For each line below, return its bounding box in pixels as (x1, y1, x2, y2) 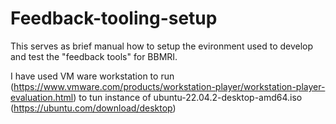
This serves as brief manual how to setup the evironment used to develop (10, 40, 314, 52)
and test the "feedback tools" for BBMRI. (10, 50, 178, 62)
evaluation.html (10, 91, 74, 103)
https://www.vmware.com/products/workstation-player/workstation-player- (13, 80, 326, 92)
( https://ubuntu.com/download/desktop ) (10, 102, 177, 114)
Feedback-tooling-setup (10, 7, 218, 30)
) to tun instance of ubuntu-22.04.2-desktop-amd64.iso (73, 91, 303, 103)
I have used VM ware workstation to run (10, 70, 175, 82)
